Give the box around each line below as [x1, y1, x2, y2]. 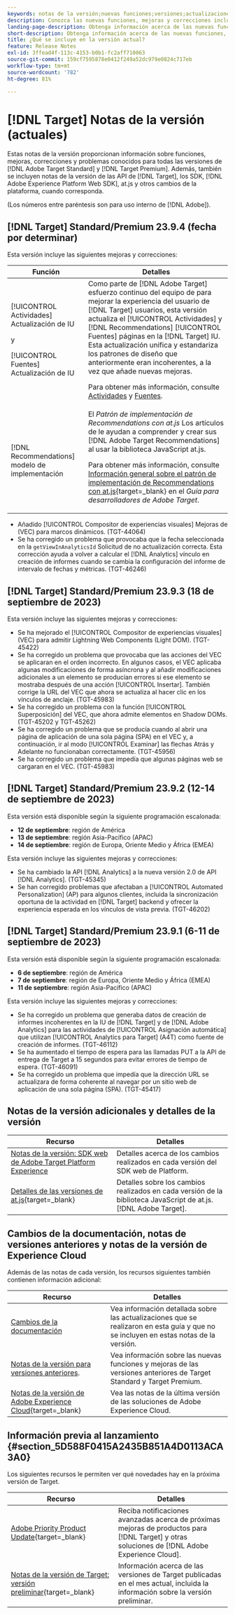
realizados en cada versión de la [116, 1186, 223, 1196]
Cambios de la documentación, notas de [7, 1228, 187, 1239]
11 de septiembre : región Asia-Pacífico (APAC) [17, 983, 152, 991]
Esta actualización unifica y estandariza [87, 341, 218, 350]
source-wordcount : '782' [7, 69, 80, 76]
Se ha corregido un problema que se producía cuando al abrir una [17, 724, 208, 733]
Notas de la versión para [10, 1359, 91, 1369]
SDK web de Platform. [116, 1166, 189, 1176]
